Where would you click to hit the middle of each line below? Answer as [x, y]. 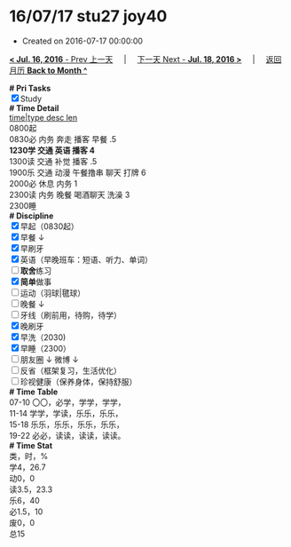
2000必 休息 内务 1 [43, 183]
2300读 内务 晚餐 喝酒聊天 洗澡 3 [70, 194]
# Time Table [34, 392]
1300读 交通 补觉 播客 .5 [53, 161]
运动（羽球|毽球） [53, 293]
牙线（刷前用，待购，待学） [71, 315]
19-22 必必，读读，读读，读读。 [67, 435]
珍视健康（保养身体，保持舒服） [79, 381]
